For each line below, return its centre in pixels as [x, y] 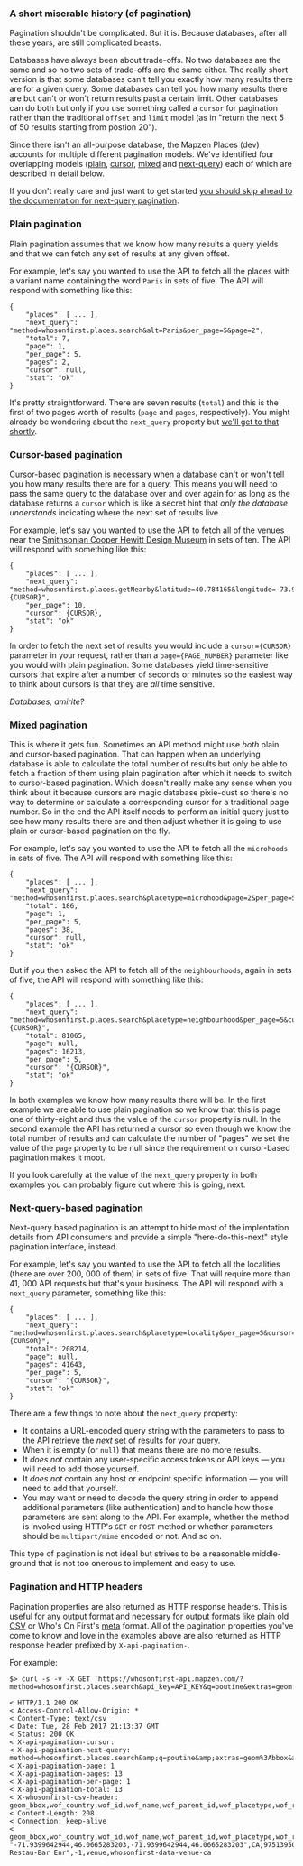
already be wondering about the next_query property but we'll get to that [144, 422]
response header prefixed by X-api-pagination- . [100, 1645]
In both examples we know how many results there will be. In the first [138, 1100]
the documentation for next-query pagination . [94, 200]
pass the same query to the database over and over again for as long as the [150, 493]
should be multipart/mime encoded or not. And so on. [122, 1536]
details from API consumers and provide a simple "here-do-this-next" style [149, 1237]
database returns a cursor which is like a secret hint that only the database [149, 503]
